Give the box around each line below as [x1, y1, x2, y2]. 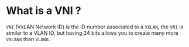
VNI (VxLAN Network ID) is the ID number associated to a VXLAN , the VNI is [6, 23, 184, 30]
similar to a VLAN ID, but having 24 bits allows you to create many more [6, 29, 178, 36]
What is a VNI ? [6, 4, 81, 17]
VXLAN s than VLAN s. [6, 35, 51, 42]
